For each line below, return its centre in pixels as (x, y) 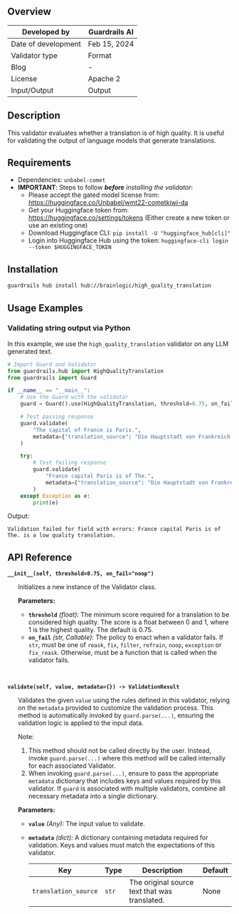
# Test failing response (70, 463)
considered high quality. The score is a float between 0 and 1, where (128, 622)
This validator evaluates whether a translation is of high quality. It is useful (116, 133)
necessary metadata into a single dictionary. (93, 796)
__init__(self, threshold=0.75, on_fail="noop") (81, 574)
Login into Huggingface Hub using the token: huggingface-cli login (128, 240)
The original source (161, 883)
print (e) (46, 502)
